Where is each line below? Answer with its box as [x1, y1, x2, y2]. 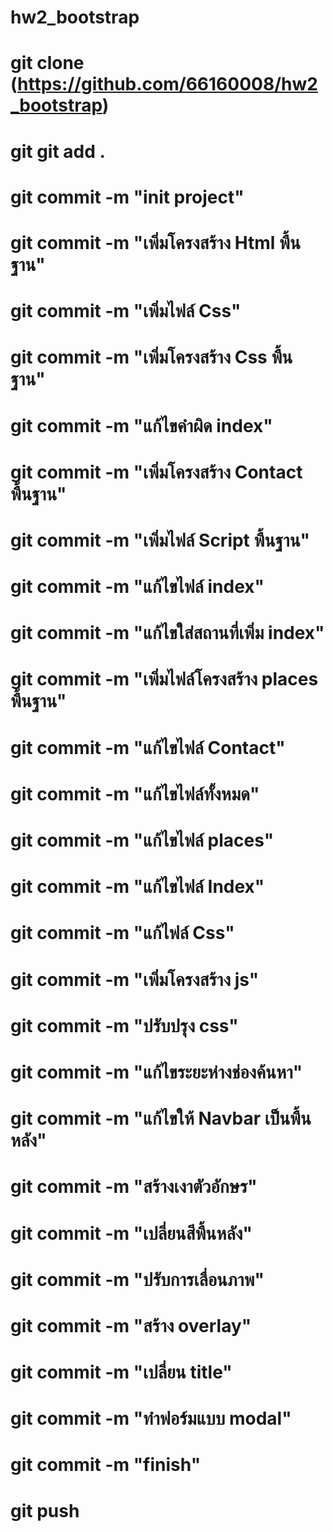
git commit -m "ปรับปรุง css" [10, 1014, 239, 1037]
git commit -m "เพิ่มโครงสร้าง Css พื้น [10, 346, 293, 369]
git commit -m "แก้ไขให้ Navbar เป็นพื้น [10, 1107, 312, 1130]
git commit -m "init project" [10, 186, 245, 208]
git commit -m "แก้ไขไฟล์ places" [10, 829, 275, 851]
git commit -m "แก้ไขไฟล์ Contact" [10, 736, 286, 759]
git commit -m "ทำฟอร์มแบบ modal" [10, 1407, 292, 1430]
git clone [10, 52, 85, 75]
